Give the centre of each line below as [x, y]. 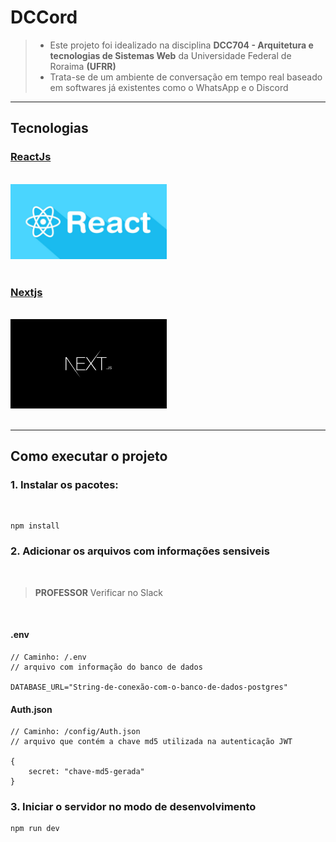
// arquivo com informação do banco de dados [106, 667]
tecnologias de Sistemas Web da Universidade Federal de [170, 55]
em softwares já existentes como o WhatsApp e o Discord [169, 87]
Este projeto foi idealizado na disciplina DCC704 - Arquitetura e [181, 45]
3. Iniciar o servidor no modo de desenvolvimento [133, 807]
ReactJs [31, 157]
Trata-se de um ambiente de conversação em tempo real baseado [186, 77]
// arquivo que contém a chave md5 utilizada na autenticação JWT [151, 742]
